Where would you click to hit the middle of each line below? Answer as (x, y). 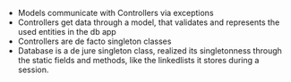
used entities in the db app (67, 32)
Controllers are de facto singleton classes (94, 41)
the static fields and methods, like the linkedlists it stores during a (138, 60)
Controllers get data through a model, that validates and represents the (149, 22)
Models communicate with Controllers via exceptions (116, 13)
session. (33, 70)
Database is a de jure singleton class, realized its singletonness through (150, 51)
